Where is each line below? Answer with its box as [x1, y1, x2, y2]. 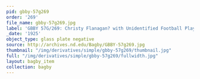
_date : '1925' [6, 31, 42, 37]
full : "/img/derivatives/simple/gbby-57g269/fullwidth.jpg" [6, 53, 159, 59]
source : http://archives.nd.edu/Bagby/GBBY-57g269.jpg [6, 42, 145, 48]
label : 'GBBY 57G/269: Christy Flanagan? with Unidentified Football [6, 25, 183, 31]
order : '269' [6, 14, 39, 20]
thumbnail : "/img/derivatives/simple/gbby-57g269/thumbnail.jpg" [6, 48, 171, 53]
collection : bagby [6, 64, 52, 70]
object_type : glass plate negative [6, 36, 95, 42]
